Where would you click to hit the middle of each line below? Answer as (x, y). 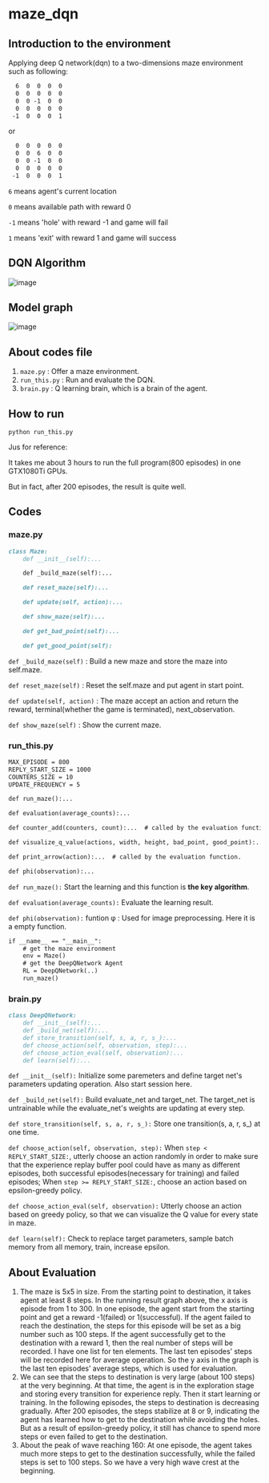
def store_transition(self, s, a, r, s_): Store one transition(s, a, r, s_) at (134, 1123)
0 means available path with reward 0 (70, 206)
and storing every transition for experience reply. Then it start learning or (140, 1394)
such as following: (38, 71)
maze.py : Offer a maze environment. (80, 372)
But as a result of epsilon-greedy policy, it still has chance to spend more (140, 1428)
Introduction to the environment (90, 44)
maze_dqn (44, 14)
